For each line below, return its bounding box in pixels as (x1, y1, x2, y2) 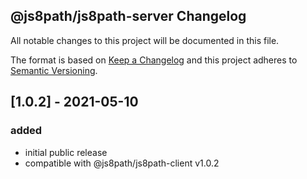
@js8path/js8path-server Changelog (10, 8, 247, 25)
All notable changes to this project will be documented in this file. (10, 34, 280, 46)
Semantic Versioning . (10, 64, 98, 76)
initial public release (24, 146, 108, 158)
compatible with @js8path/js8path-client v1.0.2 (24, 157, 220, 169)
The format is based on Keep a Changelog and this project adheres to (10, 54, 298, 66)
